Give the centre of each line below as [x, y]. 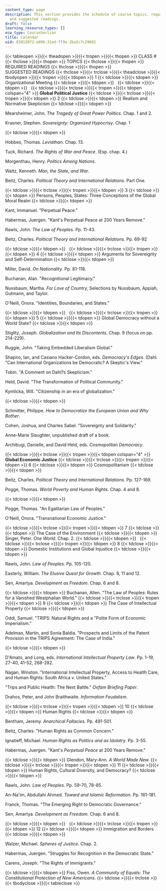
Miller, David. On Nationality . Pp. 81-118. [46, 269]
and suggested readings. [35, 19]
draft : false [19, 24]
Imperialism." [19, 623]
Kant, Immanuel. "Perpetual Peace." [41, 210]
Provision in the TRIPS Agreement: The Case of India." [60, 638]
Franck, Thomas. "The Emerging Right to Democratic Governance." [73, 804]
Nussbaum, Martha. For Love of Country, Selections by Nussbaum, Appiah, [82, 288]
